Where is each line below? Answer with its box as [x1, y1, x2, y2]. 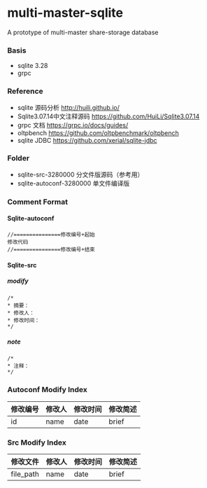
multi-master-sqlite [7, 5, 124, 21]
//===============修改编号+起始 [7, 231, 96, 238]
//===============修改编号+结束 [7, 246, 96, 253]
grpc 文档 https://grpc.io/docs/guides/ [17, 120, 129, 129]
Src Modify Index [7, 438, 66, 447]
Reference [7, 86, 43, 96]
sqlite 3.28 [17, 62, 48, 70]
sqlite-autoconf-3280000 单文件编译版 [17, 179, 130, 187]
